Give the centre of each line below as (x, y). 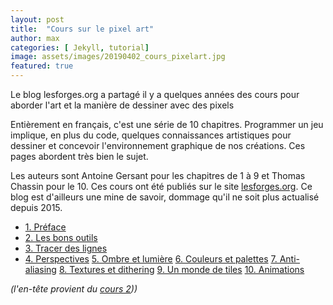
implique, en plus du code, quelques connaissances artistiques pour (151, 135)
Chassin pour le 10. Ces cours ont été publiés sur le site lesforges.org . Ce (161, 186)
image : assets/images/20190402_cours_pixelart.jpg (118, 57)
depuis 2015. (36, 207)
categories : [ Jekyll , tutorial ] (80, 47)
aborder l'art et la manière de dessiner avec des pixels (122, 105)
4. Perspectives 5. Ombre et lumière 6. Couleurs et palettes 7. (151, 259)
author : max (35, 38)
